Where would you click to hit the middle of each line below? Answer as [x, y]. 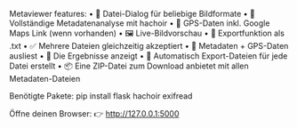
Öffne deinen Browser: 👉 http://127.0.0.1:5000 [94, 114]
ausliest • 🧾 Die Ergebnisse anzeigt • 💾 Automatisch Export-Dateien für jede [148, 56]
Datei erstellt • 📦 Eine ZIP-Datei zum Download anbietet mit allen [129, 66]
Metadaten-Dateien [45, 79]
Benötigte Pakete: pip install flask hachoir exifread [101, 96]
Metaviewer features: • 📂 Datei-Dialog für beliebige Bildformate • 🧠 [132, 14]
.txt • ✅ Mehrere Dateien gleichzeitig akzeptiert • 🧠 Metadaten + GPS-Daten [149, 46]
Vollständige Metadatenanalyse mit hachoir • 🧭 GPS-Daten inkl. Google [140, 23]
